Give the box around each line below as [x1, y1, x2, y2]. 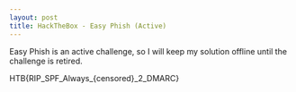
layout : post [9, 13, 58, 22]
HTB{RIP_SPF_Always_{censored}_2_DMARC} [9, 72, 180, 83]
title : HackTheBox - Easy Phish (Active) [9, 21, 167, 30]
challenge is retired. [9, 55, 83, 66]
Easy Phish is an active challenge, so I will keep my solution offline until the [9, 46, 288, 56]
